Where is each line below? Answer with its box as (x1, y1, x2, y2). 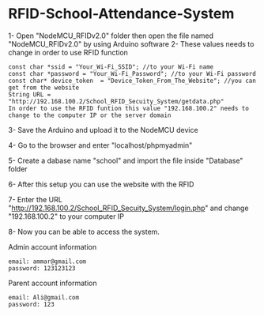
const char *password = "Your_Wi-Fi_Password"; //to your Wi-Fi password (8, 70, 257, 77)
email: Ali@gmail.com (8, 293, 80, 301)
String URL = (8, 90, 51, 99)
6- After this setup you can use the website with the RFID (8, 179, 194, 189)
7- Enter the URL (8, 194, 63, 204)
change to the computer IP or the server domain (8, 111, 172, 119)
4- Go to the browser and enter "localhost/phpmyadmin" (8, 140, 193, 150)
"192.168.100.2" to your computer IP (8, 211, 125, 221)
